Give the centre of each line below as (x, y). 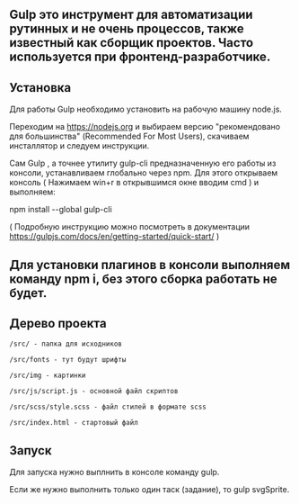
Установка (40, 88)
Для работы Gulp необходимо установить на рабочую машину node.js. (146, 109)
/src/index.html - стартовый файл (74, 423)
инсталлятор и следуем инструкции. (79, 146)
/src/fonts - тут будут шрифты (68, 360)
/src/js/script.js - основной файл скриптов (94, 391)
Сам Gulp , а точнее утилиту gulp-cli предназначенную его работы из (143, 163)
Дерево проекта (58, 323)
